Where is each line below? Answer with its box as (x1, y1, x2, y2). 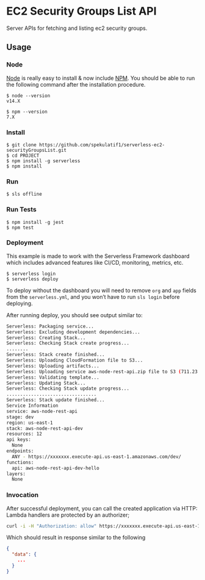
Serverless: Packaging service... (6, 323, 95, 329)
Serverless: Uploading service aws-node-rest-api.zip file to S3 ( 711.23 (6, 368, 198, 374)
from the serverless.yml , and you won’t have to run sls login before (6, 293, 180, 300)
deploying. (6, 299, 33, 307)
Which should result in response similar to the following (6, 534, 146, 541)
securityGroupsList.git (6, 147, 67, 153)
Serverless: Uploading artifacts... (6, 363, 99, 369)
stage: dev (6, 414, 34, 420)
